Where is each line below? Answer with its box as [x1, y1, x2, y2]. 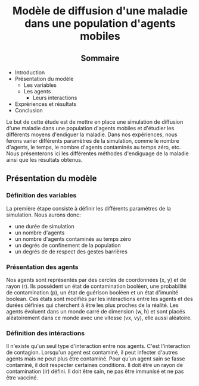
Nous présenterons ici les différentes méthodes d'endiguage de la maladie [6, 150, 189, 157]
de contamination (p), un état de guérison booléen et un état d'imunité [6, 288, 179, 296]
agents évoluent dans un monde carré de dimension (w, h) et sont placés [6, 307, 186, 315]
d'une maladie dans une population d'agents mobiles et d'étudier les [6, 125, 175, 131]
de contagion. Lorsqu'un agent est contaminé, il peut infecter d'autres [6, 349, 178, 356]
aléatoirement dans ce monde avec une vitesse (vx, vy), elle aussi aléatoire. [6, 314, 192, 321]
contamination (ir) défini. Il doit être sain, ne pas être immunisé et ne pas [6, 368, 184, 375]
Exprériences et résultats [14, 101, 76, 108]
